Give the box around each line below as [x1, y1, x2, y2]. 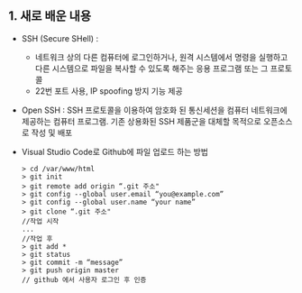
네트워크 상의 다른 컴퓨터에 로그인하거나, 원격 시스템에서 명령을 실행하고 [34, 51, 288, 62]
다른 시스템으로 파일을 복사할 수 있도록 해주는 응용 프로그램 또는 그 [34, 62, 269, 74]
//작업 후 [21, 233, 53, 243]
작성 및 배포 [31, 127, 73, 138]
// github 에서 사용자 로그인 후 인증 [21, 275, 147, 284]
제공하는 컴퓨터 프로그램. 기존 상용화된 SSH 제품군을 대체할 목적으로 [21, 115, 262, 126]
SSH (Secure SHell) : [21, 32, 99, 43]
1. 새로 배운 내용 [8, 8, 92, 24]
